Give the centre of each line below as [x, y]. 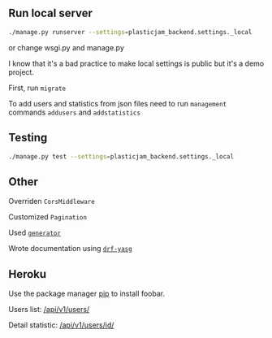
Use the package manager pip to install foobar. [86, 293]
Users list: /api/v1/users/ [49, 309]
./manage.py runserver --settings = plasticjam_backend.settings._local [130, 32]
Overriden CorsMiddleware [52, 201]
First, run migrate [37, 88]
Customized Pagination [48, 217]
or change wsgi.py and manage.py [66, 47]
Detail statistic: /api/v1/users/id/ [61, 325]
